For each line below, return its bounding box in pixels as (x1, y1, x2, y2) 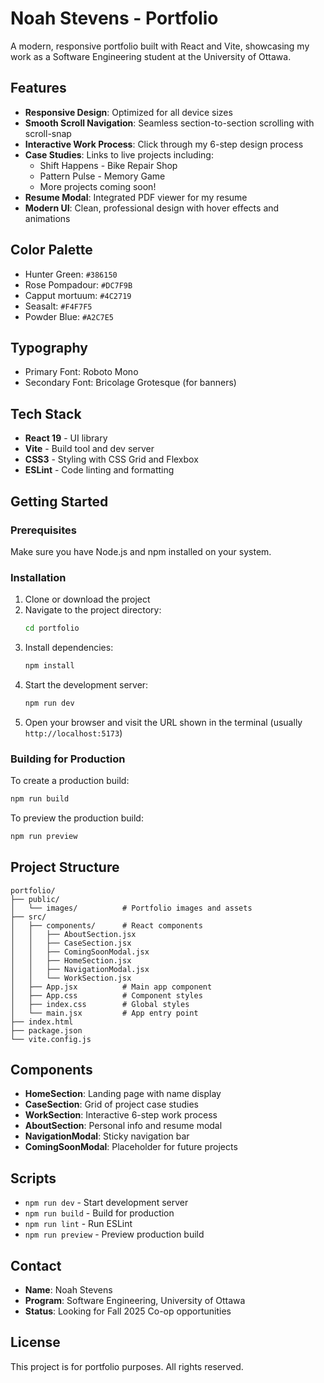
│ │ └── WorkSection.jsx (10, 973, 132, 983)
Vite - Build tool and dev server (24, 443, 155, 455)
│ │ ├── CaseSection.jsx (10, 938, 132, 948)
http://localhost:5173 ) (24, 727, 123, 739)
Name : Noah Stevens (24, 1284, 113, 1296)
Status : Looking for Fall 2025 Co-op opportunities (24, 1305, 232, 1317)
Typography (10, 339, 88, 356)
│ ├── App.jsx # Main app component (10, 982, 213, 992)
